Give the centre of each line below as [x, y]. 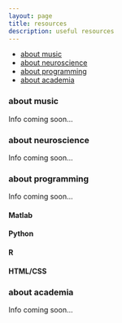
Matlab [21, 215]
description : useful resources [61, 31]
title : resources [38, 24]
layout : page [30, 16]
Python [21, 234]
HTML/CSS [28, 271]
